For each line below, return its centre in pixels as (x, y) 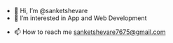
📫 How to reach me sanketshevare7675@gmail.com (90, 32)
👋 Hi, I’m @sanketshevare (51, 11)
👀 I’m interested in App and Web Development (80, 18)
